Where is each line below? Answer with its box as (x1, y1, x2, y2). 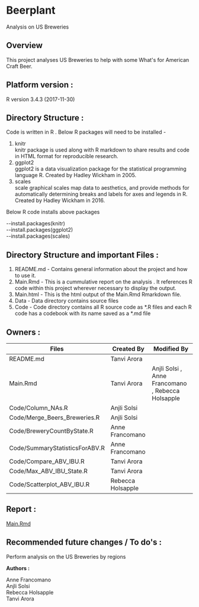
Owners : (6, 327, 40, 337)
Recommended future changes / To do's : (6, 537, 162, 548)
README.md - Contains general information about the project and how (14, 266, 188, 273)
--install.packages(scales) (6, 232, 70, 240)
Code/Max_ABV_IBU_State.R (9, 467, 88, 475)
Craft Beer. (6, 62, 33, 70)
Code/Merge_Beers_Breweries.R (9, 414, 99, 422)
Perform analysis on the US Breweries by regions (6, 553, 126, 560)
